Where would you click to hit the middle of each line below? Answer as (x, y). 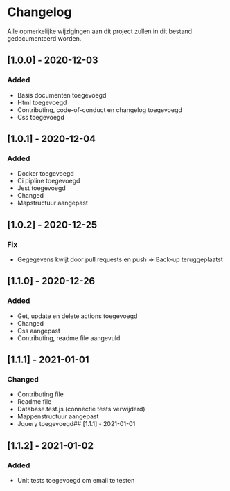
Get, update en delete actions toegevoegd (77, 316)
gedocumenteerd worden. (44, 38)
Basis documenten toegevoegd (62, 95)
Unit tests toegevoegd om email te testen (76, 481)
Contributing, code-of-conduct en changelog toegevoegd (99, 110)
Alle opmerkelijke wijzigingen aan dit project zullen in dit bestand (100, 31)
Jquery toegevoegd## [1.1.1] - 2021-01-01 (76, 424)
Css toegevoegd (41, 117)
